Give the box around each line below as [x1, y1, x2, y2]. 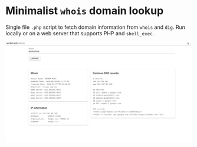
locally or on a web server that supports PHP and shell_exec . [5, 29, 155, 36]
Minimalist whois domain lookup [5, 4, 164, 18]
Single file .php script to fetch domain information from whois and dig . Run [5, 24, 185, 31]
